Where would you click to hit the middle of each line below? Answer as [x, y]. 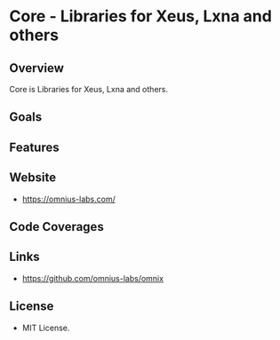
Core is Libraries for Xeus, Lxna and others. [89, 89]
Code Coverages [56, 227]
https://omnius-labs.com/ [68, 199]
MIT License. [46, 328]
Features [34, 147]
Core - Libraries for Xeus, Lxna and [141, 16]
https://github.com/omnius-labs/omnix [93, 278]
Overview [37, 68]
